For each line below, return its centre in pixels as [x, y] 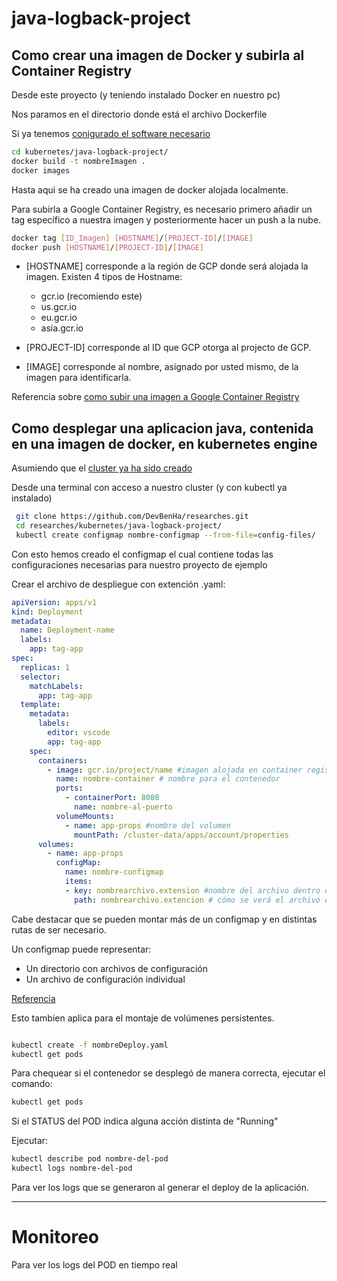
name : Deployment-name [67, 630]
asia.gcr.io [62, 328]
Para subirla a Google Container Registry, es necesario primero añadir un [162, 209]
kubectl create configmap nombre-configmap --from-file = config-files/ [165, 535]
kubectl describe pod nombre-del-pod [90, 1159]
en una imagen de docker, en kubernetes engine [164, 443]
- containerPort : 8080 [112, 798]
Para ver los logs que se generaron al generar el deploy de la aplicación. [160, 1188]
